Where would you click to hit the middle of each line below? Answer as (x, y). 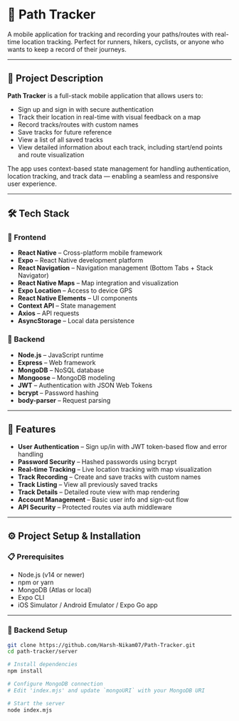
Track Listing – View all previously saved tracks (87, 484)
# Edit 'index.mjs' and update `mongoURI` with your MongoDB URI (106, 690)
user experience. (32, 184)
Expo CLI (31, 598)
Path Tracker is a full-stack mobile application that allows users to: (105, 95)
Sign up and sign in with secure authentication (86, 109)
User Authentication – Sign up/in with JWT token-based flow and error (122, 446)
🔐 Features (32, 430)
